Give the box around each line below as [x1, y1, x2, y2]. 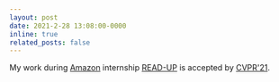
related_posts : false [9, 37, 91, 47]
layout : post [9, 12, 58, 22]
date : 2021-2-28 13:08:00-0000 [9, 21, 127, 30]
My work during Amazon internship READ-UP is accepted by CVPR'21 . [9, 62, 271, 73]
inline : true [9, 29, 58, 38]
